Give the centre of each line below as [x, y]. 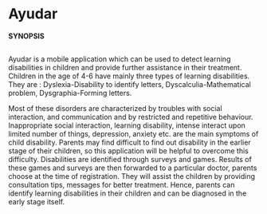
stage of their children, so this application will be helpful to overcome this [128, 151]
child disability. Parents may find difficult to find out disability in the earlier [130, 143]
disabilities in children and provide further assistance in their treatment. [125, 68]
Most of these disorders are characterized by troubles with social [115, 109]
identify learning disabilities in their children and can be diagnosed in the [128, 193]
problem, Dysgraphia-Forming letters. [70, 93]
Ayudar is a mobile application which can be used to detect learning [120, 59]
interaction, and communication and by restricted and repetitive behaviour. [131, 117]
